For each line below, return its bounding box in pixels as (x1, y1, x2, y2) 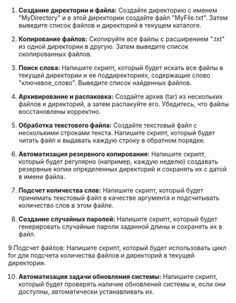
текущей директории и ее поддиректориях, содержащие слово (18, 71, 211, 79)
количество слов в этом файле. (18, 201, 114, 210)
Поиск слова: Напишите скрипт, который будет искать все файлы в (18, 64, 223, 72)
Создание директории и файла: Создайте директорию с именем (18, 6, 218, 14)
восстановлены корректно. (18, 108, 101, 115)
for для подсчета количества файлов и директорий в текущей (8, 251, 195, 259)
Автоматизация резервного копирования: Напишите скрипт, (18, 150, 206, 158)
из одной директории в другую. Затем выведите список (18, 42, 189, 50)
